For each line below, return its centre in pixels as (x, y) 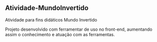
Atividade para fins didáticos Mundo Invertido (51, 20)
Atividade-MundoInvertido (47, 8)
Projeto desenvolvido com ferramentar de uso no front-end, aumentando (79, 29)
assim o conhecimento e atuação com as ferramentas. (60, 34)
